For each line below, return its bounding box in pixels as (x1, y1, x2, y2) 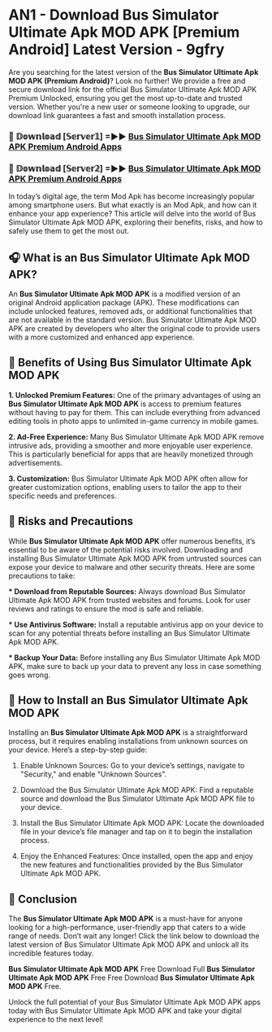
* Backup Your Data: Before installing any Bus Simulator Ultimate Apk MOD (8, 653, 261, 662)
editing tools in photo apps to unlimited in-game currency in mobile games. (8, 416, 260, 426)
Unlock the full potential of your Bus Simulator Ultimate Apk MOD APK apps (8, 997, 261, 1007)
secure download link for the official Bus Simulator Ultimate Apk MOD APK (8, 84, 257, 94)
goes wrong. (8, 670, 51, 680)
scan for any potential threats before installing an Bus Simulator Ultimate (8, 628, 250, 638)
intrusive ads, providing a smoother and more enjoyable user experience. (8, 440, 253, 450)
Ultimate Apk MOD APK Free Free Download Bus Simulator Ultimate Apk (8, 973, 256, 982)
